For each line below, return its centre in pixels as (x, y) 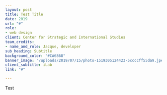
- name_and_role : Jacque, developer (43, 47)
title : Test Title (24, 14)
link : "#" (15, 70)
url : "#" (14, 24)
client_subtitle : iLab (29, 65)
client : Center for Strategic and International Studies (65, 38)
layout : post (19, 10)
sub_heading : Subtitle (29, 51)
